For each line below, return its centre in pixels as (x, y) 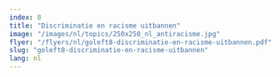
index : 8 (25, 17)
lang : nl (25, 58)
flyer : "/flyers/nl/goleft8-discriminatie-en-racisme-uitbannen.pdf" (141, 42)
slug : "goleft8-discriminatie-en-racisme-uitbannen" (109, 50)
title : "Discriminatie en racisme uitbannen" (95, 26)
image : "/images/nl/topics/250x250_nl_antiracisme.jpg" (115, 34)
